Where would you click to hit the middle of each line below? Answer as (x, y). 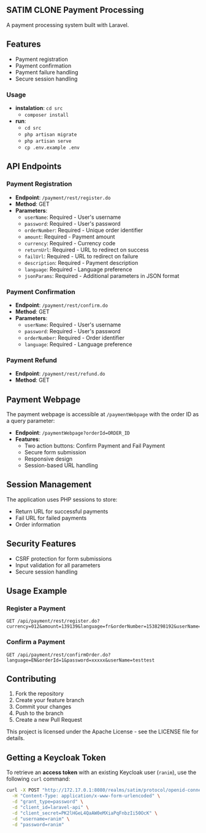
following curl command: (38, 779)
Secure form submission (55, 452)
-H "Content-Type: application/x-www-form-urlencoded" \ (86, 796)
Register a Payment (36, 608)
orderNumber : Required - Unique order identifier (84, 230)
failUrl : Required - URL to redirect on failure (81, 256)
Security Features (41, 544)
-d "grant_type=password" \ (48, 802)
